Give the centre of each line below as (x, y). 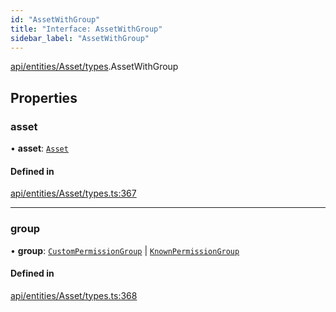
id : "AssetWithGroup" (55, 19)
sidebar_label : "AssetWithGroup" (80, 38)
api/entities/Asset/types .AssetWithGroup (94, 67)
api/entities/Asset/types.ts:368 (74, 295)
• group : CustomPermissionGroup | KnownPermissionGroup (125, 250)
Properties (44, 97)
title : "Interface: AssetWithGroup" (86, 29)
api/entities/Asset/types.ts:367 (73, 193)
